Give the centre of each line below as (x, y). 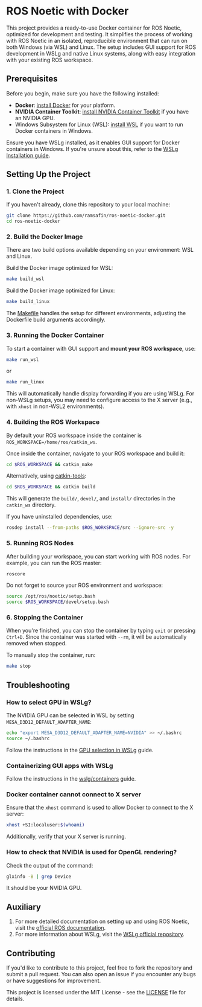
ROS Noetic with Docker (68, 11)
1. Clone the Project (35, 191)
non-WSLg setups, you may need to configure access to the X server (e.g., (99, 400)
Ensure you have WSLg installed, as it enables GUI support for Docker (93, 142)
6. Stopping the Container (45, 618)
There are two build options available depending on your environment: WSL (100, 250)
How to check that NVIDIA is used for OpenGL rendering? (92, 852)
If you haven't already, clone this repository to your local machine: (88, 205)
